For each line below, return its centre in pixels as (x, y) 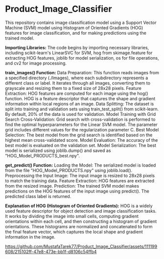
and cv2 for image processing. (36, 63)
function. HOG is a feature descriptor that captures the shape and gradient (80, 98)
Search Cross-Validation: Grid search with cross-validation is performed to (80, 119)
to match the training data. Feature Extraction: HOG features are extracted (80, 181)
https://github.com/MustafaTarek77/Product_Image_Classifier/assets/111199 (81, 246)
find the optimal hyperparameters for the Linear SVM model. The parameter (81, 124)
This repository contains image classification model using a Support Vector (81, 22)
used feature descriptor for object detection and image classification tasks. (81, 211)
